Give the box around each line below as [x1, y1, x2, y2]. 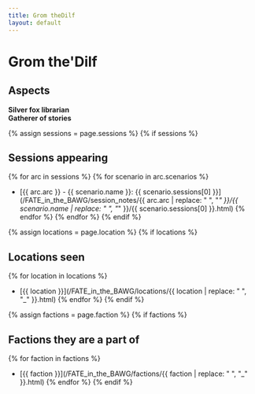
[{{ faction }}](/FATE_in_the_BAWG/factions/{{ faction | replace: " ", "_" [19, 369, 248, 378]
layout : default [8, 19, 61, 27]
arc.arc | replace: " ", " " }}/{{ [146, 196, 238, 205]
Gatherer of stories [8, 113, 72, 123]
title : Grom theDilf [8, 11, 76, 20]
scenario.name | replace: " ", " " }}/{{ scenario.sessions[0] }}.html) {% [19, 204, 246, 213]
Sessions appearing [8, 151, 109, 164]
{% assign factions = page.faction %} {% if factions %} [8, 310, 187, 319]
